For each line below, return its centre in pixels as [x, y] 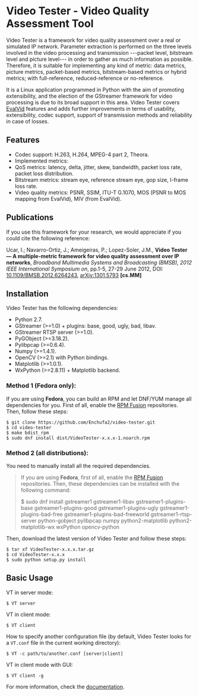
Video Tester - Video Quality [78, 11]
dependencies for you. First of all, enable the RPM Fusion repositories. [92, 405]
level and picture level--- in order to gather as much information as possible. [99, 59]
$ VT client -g [25, 675]
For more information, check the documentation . [65, 686]
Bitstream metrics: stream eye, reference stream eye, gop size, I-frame [101, 179]
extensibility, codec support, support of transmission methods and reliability [99, 115]
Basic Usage [30, 578]
